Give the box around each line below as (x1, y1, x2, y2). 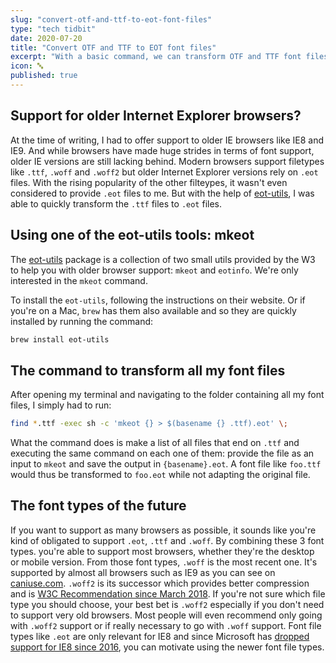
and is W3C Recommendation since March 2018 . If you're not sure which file (10, 587, 326, 600)
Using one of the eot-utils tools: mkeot (10, 227, 255, 244)
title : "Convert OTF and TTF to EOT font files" (10, 42, 217, 53)
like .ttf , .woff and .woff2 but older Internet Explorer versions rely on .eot (10, 166, 319, 178)
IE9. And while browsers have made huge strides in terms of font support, (10, 144, 315, 156)
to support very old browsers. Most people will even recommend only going (10, 609, 323, 621)
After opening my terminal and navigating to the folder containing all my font (10, 389, 325, 401)
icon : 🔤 (10, 61, 44, 71)
